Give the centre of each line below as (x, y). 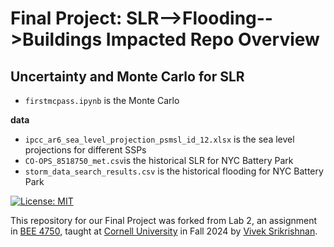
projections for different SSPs (85, 150)
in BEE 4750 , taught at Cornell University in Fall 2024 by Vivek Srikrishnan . (164, 231)
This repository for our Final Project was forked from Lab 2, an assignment (164, 220)
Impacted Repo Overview (212, 39)
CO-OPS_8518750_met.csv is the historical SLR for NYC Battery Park (159, 160)
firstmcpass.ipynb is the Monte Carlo (102, 100)
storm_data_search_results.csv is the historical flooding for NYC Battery (174, 171)
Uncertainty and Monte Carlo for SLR (127, 76)
